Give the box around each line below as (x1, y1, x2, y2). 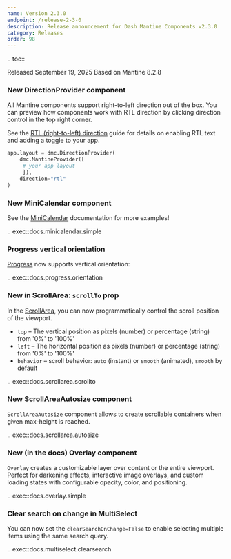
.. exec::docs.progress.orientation (7, 273, 103, 282)
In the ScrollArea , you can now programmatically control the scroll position (7, 306, 219, 315)
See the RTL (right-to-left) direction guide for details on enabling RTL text (7, 129, 216, 137)
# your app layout (22, 163, 76, 170)
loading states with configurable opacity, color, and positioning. (7, 478, 188, 487)
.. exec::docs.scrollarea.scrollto (7, 377, 97, 385)
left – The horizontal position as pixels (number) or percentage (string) (17, 342, 221, 350)
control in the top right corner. (7, 115, 92, 124)
